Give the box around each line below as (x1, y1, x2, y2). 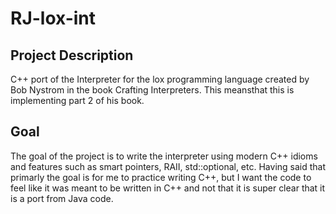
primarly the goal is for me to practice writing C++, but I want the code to (10, 171, 312, 183)
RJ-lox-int (10, 7, 97, 30)
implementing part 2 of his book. (10, 95, 145, 106)
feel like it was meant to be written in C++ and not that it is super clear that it (10, 182, 326, 194)
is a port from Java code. (10, 192, 114, 204)
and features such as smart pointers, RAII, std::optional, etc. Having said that (10, 160, 327, 172)
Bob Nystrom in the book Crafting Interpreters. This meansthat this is (10, 84, 295, 96)
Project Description (10, 47, 134, 64)
